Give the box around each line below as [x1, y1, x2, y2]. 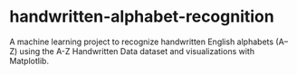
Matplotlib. [9, 55, 50, 66]
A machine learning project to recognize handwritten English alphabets [9, 36, 274, 47]
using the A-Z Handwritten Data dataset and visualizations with [19, 45, 255, 56]
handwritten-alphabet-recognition [9, 6, 274, 27]
